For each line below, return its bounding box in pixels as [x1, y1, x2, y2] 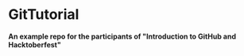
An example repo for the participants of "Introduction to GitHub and [8, 32, 237, 41]
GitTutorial [8, 6, 79, 24]
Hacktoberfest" [8, 39, 61, 49]
